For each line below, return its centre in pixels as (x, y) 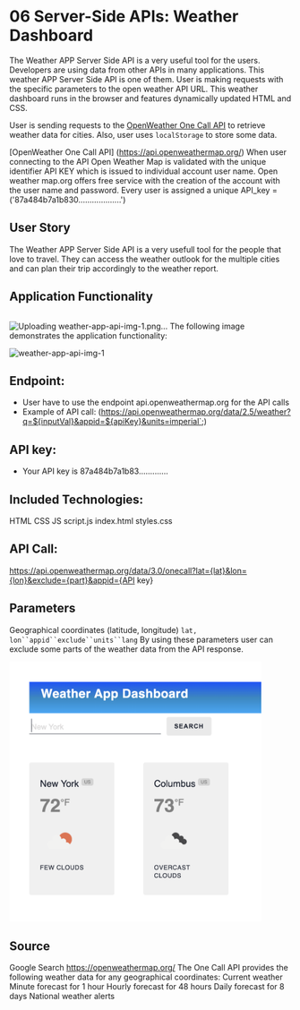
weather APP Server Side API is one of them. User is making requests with (146, 79)
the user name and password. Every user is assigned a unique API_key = (143, 190)
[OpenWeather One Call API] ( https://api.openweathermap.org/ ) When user (148, 152)
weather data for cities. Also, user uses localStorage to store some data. (143, 134)
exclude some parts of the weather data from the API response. (126, 649)
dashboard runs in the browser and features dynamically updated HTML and (150, 98)
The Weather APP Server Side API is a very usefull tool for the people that (146, 249)
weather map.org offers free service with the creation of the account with (145, 180)
